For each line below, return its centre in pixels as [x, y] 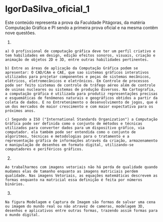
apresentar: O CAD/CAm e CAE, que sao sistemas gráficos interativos [77, 72]
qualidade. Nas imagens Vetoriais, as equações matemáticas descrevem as [81, 176]
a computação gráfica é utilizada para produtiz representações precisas [81, 93]
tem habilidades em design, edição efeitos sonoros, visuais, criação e [80, 55]
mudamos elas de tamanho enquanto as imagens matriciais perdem [72, 171]
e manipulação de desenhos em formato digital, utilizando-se [69, 145]
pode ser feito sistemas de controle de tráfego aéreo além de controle [80, 85]
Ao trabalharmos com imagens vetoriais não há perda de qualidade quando [81, 167]
